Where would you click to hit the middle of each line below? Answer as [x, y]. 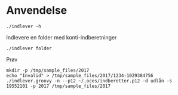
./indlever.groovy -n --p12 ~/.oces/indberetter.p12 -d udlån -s [89, 81]
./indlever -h [24, 26]
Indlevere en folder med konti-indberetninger [62, 37]
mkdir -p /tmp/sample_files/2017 [48, 70]
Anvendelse [37, 10]
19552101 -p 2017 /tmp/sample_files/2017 [59, 86]
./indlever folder [29, 48]
